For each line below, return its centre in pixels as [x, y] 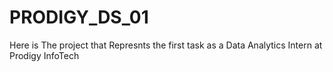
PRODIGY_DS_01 [79, 17]
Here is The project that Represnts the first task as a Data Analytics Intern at [166, 45]
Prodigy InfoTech [44, 55]
